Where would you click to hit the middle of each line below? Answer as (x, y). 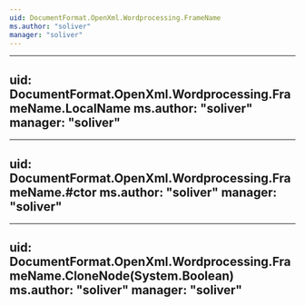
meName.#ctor (53, 192)
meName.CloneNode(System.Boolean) (122, 276)
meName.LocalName (70, 109)
